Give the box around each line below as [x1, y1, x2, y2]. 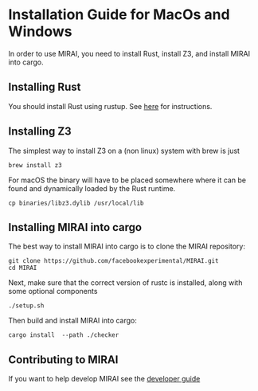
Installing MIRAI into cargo [8, 221, 142, 234]
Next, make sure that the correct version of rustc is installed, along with [8, 278, 243, 287]
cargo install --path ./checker [8, 331, 119, 339]
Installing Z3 [8, 125, 72, 139]
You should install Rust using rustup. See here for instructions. [8, 101, 213, 111]
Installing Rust [8, 80, 81, 94]
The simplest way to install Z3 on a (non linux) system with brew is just [8, 146, 240, 155]
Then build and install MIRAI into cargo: [8, 316, 138, 326]
